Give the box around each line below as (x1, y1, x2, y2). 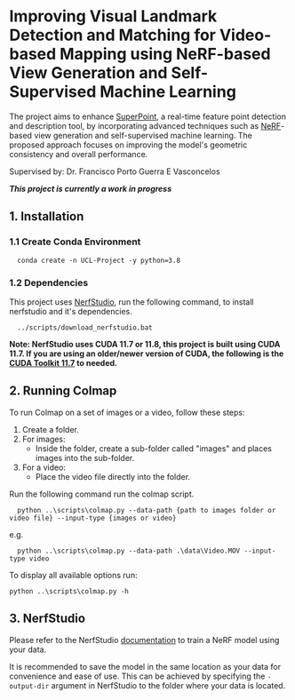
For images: (21, 434, 66, 444)
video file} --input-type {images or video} (9, 513, 177, 522)
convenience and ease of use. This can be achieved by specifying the (9, 671, 266, 681)
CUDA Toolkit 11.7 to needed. (9, 357, 118, 368)
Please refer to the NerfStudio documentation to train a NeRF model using (9, 634, 280, 645)
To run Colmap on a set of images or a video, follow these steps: (9, 407, 245, 418)
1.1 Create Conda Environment (9, 235, 141, 248)
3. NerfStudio (9, 611, 86, 626)
